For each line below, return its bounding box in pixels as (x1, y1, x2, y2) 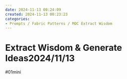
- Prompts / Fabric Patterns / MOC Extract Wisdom (5, 21, 113, 26)
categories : (5, 16, 30, 21)
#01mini (5, 69, 21, 75)
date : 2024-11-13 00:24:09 (5, 7, 61, 12)
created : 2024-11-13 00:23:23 (5, 12, 68, 17)
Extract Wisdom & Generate (5, 42, 123, 53)
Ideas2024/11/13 (5, 53, 75, 64)
